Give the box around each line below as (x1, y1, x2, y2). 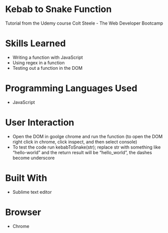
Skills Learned (5, 38, 66, 49)
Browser (5, 206, 41, 218)
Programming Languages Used (5, 83, 137, 94)
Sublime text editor (12, 189, 52, 195)
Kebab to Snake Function (5, 4, 112, 15)
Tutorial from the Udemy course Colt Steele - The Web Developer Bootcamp (5, 20, 163, 26)
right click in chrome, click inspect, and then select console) (12, 139, 137, 145)
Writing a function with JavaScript (12, 54, 83, 60)
